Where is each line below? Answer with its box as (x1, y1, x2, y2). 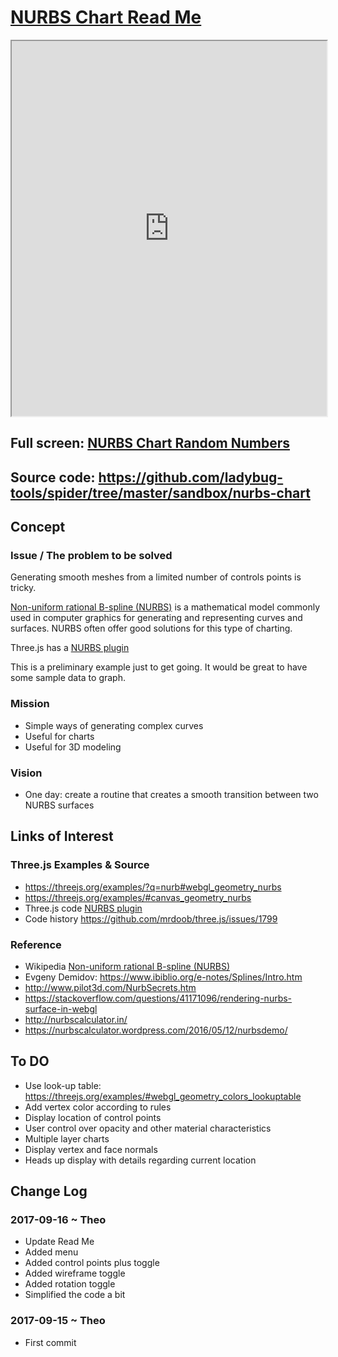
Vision (10, 766, 43, 780)
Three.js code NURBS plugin (24, 902, 143, 914)
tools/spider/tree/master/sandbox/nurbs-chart (10, 484, 311, 501)
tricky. (10, 582, 37, 594)
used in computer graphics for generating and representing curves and (10, 612, 303, 624)
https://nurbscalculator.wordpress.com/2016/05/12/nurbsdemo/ (24, 1024, 288, 1036)
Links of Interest (10, 828, 114, 845)
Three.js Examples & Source (10, 858, 150, 872)
